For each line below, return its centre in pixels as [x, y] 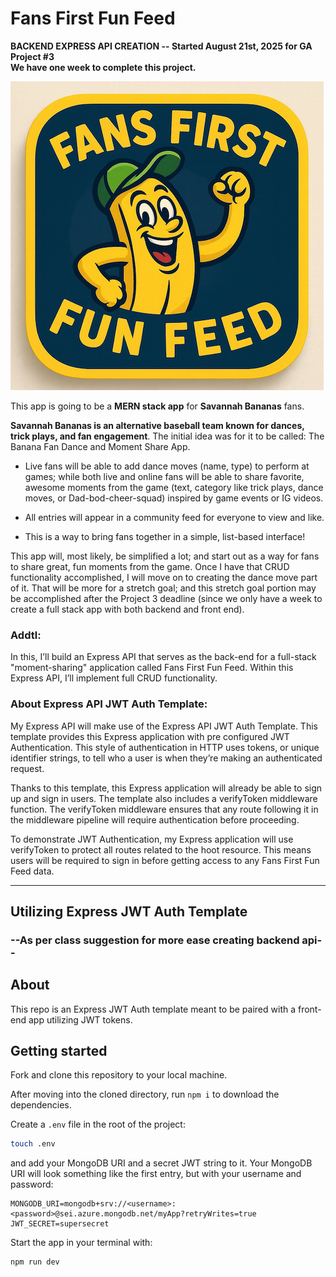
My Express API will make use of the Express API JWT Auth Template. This [164, 726]
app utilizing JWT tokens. [80, 1019]
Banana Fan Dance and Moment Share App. [100, 446]
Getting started [59, 1051]
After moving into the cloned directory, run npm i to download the [145, 1094]
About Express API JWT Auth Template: [109, 704]
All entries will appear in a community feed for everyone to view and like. [174, 517]
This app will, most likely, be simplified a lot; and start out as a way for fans [165, 556]
